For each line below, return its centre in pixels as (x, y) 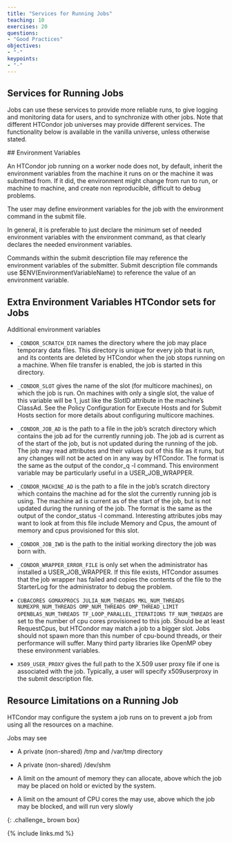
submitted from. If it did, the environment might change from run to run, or (113, 181)
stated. (17, 139)
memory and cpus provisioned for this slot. (78, 530)
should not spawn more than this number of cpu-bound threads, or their (119, 636)
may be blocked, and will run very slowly (75, 807)
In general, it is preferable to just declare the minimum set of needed (105, 230)
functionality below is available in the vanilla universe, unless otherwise (109, 132)
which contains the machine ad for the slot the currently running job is (117, 494)
